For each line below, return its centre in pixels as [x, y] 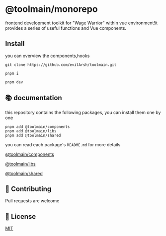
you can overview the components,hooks [47, 56]
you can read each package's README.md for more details [63, 144]
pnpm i [12, 73]
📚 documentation [34, 98]
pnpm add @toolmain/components [38, 127]
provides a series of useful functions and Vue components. [66, 28]
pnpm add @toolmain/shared [33, 135]
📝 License [21, 216]
